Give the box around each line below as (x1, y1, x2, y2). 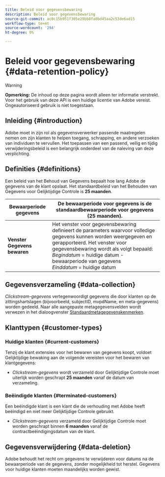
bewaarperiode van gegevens (52, 257, 121, 264)
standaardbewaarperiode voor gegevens (55, 206, 154, 213)
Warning (5, 82, 22, 88)
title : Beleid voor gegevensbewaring (5, 7, 82, 12)
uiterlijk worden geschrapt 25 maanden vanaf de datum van (12, 375, 134, 381)
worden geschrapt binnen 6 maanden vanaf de (12, 423, 108, 429)
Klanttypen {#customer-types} (5, 323, 103, 332)
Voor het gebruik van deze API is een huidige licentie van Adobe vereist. (5, 97, 151, 103)
